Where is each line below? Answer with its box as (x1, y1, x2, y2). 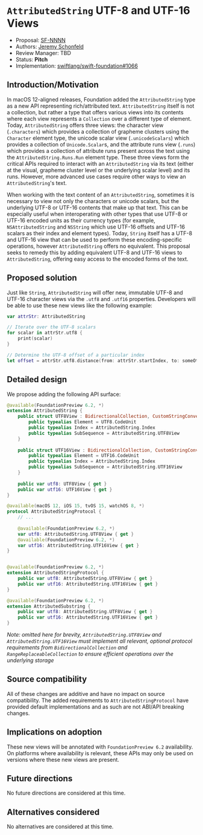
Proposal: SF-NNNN (15, 36, 66, 44)
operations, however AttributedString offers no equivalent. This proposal (7, 242, 190, 250)
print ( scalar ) (17, 336, 53, 342)
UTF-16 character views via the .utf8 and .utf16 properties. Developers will (7, 295, 196, 302)
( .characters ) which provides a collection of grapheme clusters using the (7, 128, 189, 135)
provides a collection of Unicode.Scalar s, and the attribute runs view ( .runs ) (7, 140, 196, 148)
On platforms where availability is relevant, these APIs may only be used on (7, 749, 193, 756)
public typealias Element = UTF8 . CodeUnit (28, 419, 137, 425)
